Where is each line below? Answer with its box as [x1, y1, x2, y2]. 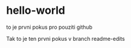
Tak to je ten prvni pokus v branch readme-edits [6, 35, 125, 42]
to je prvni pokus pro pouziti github [6, 23, 93, 31]
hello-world [6, 4, 66, 17]
